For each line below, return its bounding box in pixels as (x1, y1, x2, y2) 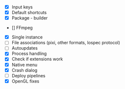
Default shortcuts (11, 10, 47, 16)
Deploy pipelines (11, 72, 46, 78)
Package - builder (11, 15, 48, 21)
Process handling (11, 51, 47, 56)
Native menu (11, 62, 38, 68)
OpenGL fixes (11, 78, 40, 84)
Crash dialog (11, 67, 38, 73)
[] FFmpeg (11, 25, 33, 31)
